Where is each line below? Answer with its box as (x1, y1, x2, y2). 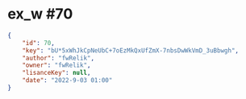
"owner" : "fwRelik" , (22, 61, 91, 69)
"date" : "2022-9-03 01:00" (22, 76, 113, 85)
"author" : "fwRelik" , (22, 54, 94, 62)
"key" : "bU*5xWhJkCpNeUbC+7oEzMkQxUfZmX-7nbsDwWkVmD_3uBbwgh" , (22, 46, 240, 55)
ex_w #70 (7, 5, 73, 23)
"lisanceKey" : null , (22, 69, 91, 77)
